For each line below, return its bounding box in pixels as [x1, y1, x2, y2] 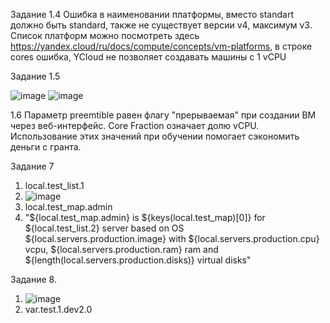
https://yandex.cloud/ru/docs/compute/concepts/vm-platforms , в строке [10, 40, 313, 52]
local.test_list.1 [24, 180, 85, 191]
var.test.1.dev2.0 [24, 304, 93, 315]
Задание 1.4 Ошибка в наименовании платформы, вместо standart [10, 9, 294, 20]
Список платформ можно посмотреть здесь [10, 30, 200, 41]
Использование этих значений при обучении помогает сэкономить [10, 130, 300, 142]
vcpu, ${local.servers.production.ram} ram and [24, 244, 219, 255]
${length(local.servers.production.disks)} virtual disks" [24, 254, 252, 266]
